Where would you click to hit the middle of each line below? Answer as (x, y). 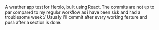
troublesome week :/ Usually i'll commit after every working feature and (76, 17)
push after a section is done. (33, 22)
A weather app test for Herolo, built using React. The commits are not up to (80, 7)
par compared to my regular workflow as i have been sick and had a (73, 12)
